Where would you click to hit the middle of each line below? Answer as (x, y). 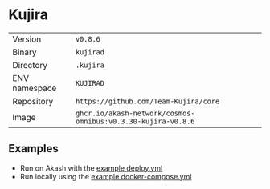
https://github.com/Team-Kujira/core (147, 101)
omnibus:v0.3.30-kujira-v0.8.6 (135, 121)
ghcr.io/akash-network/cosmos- (135, 113)
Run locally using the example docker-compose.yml (106, 176)
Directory (30, 65)
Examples (33, 149)
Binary (25, 52)
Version (27, 39)
